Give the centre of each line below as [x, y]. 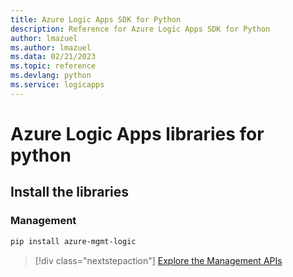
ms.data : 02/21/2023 [53, 57]
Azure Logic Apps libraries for [137, 133]
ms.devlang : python [51, 76]
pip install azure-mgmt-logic [73, 241]
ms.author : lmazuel [51, 47]
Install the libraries [70, 192]
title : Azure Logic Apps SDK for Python [96, 19]
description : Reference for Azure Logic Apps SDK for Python [140, 29]
